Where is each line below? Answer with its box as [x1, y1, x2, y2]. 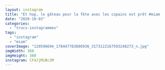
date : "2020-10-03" [5, 16, 45, 21]
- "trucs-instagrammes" [9, 26, 58, 31]
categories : [5, 21, 30, 26]
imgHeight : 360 [5, 53, 37, 58]
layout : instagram [5, 7, 43, 12]
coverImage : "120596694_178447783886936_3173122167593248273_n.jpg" [5, 44, 149, 49]
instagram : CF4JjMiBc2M [5, 58, 54, 63]
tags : [5, 30, 16, 35]
